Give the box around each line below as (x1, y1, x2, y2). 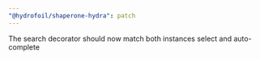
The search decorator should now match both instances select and (8, 34, 232, 43)
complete (8, 42, 40, 52)
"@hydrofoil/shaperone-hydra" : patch (8, 11, 136, 20)
